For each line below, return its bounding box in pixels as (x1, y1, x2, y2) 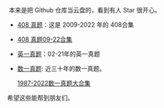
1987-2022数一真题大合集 (17, 79, 91, 87)
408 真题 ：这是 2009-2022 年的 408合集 (17, 21, 134, 29)
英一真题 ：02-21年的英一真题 (17, 50, 101, 58)
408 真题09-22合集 (17, 35, 72, 43)
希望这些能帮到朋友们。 (7, 94, 74, 102)
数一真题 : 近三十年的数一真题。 (17, 65, 105, 72)
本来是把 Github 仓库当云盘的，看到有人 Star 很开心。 (8, 6, 161, 14)
